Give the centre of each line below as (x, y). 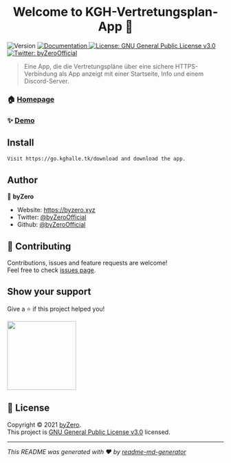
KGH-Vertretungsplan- (152, 12)
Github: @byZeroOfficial (51, 225)
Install (21, 143)
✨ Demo (21, 120)
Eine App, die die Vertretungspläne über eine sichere (99, 66)
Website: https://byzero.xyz (56, 210)
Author (22, 180)
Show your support (49, 292)
